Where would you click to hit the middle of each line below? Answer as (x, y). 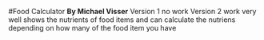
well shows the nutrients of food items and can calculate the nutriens (122, 20)
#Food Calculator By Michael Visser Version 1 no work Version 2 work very (132, 11)
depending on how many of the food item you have (92, 28)
